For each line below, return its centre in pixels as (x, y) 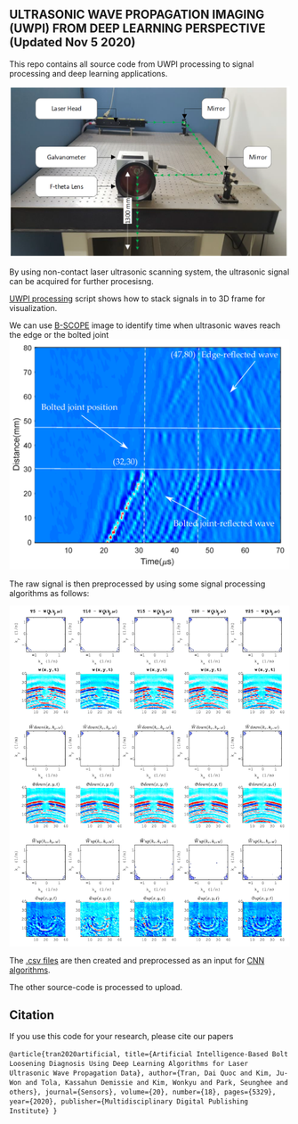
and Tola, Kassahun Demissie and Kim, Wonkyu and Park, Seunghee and (157, 1083)
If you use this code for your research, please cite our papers (121, 1037)
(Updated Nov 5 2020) (72, 42)
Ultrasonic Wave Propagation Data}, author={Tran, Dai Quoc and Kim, (141, 1073)
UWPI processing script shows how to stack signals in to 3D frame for (137, 299)
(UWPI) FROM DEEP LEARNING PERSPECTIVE (137, 29)
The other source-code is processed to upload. (96, 987)
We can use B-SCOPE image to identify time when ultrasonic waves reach (145, 325)
